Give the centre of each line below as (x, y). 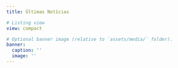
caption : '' (27, 51)
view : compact (24, 28)
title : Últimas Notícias (38, 12)
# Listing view (26, 23)
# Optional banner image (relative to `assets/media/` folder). (90, 39)
